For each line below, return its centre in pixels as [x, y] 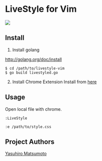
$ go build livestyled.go [31, 72]
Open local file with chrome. [34, 109]
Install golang [26, 50]
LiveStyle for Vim [41, 9]
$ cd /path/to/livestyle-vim [35, 68]
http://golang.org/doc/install [34, 59]
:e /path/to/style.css [28, 127]
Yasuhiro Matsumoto [26, 154]
